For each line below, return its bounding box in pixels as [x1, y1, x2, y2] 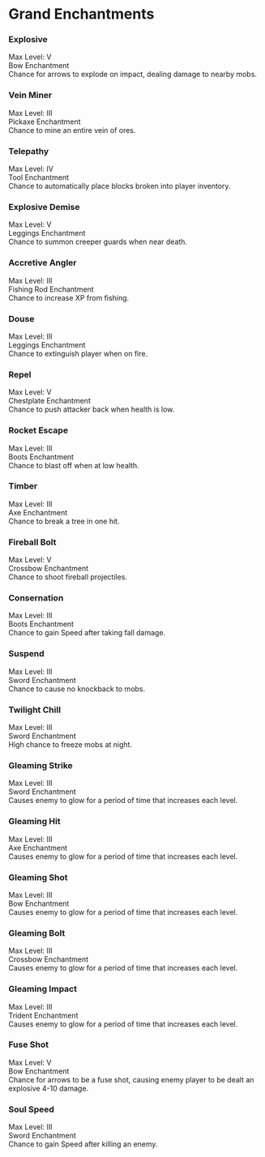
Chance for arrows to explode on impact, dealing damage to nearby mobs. [8, 70, 258, 79]
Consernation [8, 592, 64, 604]
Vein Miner [8, 90, 53, 101]
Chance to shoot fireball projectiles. [8, 572, 128, 582]
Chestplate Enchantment [8, 396, 91, 406]
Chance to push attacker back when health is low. [8, 404, 175, 414]
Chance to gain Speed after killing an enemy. [8, 1139, 158, 1149]
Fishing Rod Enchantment [8, 284, 95, 294]
